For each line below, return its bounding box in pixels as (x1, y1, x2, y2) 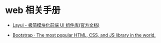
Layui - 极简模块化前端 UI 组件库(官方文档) (12, 22, 100, 28)
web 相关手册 (5, 4, 61, 16)
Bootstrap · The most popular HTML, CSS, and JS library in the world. (12, 32, 156, 38)
